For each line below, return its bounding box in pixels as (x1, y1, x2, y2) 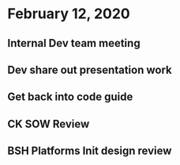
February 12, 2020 (7, 5, 131, 23)
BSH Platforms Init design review (7, 144, 172, 158)
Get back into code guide (7, 90, 133, 104)
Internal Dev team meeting (7, 36, 141, 50)
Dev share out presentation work (7, 63, 172, 76)
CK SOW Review (7, 117, 90, 131)
